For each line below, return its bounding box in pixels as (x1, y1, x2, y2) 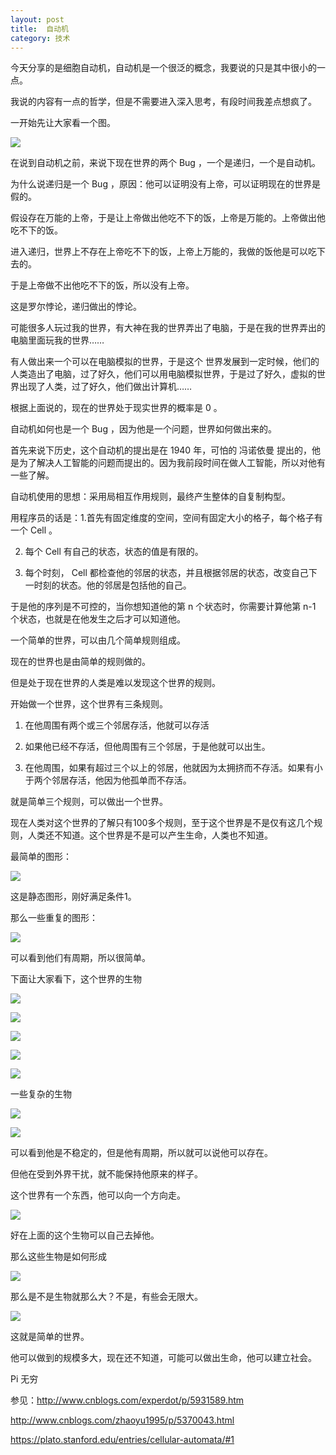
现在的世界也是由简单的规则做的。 (10, 656, 151, 668)
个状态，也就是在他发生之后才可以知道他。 (10, 613, 186, 625)
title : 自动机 (10, 24, 69, 34)
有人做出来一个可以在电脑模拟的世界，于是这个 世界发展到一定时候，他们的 (10, 356, 320, 368)
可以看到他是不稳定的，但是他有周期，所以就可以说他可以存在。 (10, 1147, 273, 1159)
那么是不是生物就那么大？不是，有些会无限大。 (10, 1291, 203, 1303)
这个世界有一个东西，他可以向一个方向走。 (10, 1189, 186, 1201)
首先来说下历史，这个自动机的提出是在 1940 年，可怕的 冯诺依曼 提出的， (10, 444, 313, 456)
